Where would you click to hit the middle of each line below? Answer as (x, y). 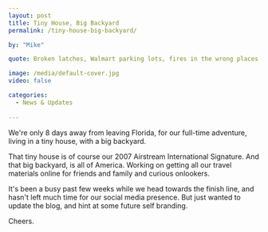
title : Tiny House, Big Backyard (64, 23)
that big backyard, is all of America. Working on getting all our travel (120, 164)
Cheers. (21, 221)
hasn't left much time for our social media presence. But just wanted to (124, 197)
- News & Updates (44, 102)
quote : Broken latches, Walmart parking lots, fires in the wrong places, (135, 59)
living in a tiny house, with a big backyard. (77, 141)
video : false (30, 81)
